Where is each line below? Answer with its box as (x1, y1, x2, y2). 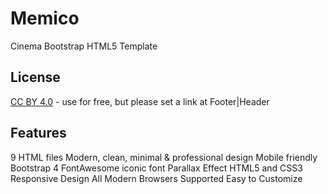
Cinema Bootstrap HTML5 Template (10, 40, 158, 52)
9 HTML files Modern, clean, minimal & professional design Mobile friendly (10, 151, 318, 163)
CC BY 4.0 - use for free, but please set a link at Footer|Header (10, 95, 270, 107)
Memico (10, 7, 80, 30)
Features (10, 125, 67, 142)
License (10, 69, 61, 86)
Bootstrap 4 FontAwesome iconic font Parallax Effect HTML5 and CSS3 (10, 162, 303, 174)
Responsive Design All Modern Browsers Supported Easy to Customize (10, 172, 303, 184)
